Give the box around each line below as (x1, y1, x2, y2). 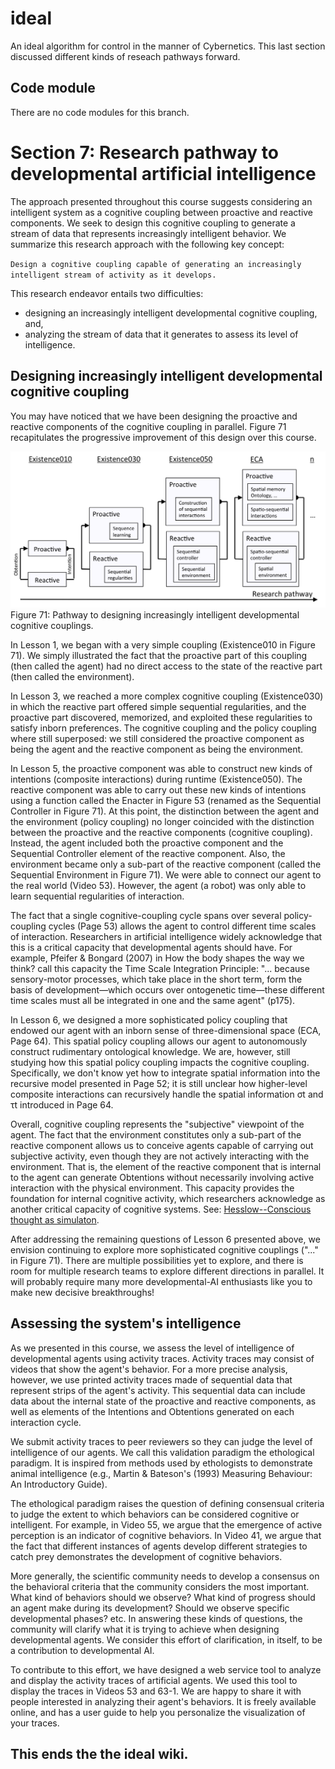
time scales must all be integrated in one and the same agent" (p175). (10, 995, 296, 1007)
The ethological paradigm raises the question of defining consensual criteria (10, 1497, 325, 1509)
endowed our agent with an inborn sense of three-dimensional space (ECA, (10, 1025, 322, 1037)
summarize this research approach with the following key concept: (10, 238, 285, 250)
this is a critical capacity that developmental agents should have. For (10, 942, 293, 954)
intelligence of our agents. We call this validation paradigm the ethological (10, 1446, 315, 1458)
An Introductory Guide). (10, 1478, 108, 1490)
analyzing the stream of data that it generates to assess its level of (24, 328, 299, 340)
